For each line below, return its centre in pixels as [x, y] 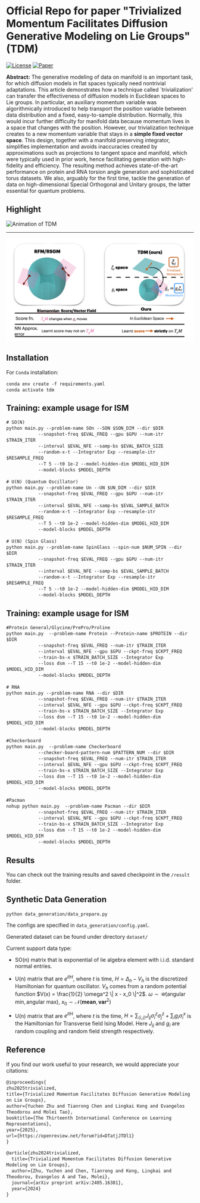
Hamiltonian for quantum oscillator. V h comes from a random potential [101, 987]
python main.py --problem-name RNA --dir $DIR [65, 693]
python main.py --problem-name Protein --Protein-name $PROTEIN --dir [97, 634]
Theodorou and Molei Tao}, [40, 1112]
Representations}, [29, 1124]
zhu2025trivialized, [32, 1088]
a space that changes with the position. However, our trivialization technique [100, 127]
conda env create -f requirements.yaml [56, 384]
